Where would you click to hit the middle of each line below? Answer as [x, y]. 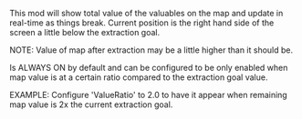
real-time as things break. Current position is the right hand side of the [142, 23]
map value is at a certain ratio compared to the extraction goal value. [139, 77]
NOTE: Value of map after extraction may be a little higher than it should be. [151, 50]
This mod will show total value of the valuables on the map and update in [146, 13]
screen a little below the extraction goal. [85, 32]
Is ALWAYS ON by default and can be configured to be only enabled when [149, 68]
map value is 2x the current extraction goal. [91, 104]
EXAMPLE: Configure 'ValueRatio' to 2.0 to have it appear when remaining [148, 95]
